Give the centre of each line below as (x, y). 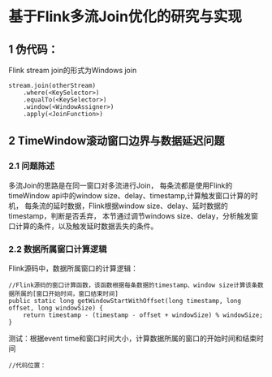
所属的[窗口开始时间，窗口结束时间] (67, 293)
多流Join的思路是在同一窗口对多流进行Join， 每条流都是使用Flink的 (121, 185)
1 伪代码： (34, 49)
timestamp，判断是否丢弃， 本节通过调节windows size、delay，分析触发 (130, 215)
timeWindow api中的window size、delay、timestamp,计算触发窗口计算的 (130, 195)
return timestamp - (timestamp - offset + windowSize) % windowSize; (143, 315)
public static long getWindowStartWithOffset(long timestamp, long (125, 301)
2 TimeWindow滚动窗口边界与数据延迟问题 (117, 141)
